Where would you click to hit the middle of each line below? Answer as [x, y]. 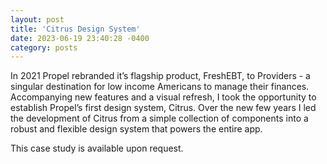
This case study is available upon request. [97, 148]
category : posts [44, 47]
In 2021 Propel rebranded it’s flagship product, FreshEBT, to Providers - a [160, 76]
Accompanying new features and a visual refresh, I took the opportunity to [163, 97]
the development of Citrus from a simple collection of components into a [159, 118]
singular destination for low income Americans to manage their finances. [160, 87]
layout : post [37, 19]
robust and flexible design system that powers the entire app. [136, 129]
